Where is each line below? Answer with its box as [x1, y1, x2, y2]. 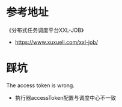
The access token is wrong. [6, 82, 75, 89]
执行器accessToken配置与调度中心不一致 [14, 94, 116, 101]
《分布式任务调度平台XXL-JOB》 [6, 26, 84, 34]
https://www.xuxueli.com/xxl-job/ [14, 38, 98, 46]
